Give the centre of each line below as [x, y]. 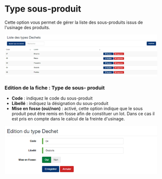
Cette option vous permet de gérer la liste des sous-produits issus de [74, 22]
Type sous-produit [43, 9]
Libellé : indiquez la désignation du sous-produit [60, 104]
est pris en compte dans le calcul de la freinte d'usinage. [68, 119]
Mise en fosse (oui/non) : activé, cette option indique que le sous [77, 109]
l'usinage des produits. [27, 27]
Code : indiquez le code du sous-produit [52, 98]
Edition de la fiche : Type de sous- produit [55, 88]
